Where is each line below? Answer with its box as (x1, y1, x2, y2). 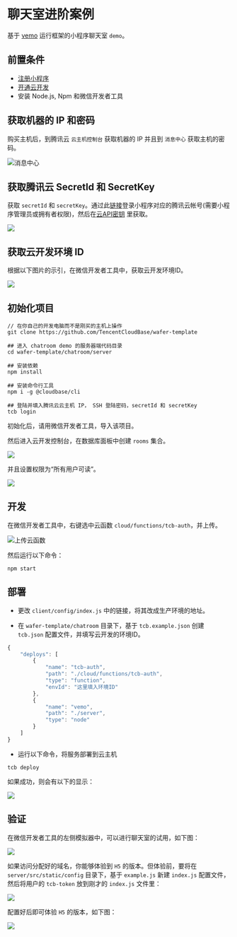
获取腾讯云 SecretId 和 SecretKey (7, 181, 155, 193)
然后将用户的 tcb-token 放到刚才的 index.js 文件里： (7, 879, 161, 887)
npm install (7, 368, 42, 376)
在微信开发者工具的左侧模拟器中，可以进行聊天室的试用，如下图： (7, 833, 200, 842)
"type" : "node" (45, 716, 91, 723)
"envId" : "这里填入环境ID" (45, 683, 119, 690)
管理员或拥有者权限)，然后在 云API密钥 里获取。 (13, 210, 152, 219)
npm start (7, 565, 37, 572)
